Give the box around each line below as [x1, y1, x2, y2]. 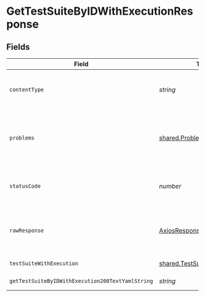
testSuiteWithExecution [9, 260, 79, 267]
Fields [6, 42, 31, 52]
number [159, 182, 182, 190]
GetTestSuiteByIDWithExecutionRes [6, 4, 193, 18]
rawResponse [9, 227, 45, 234]
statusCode [9, 182, 41, 189]
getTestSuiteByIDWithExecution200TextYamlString [9, 277, 154, 284]
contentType [9, 86, 45, 93]
